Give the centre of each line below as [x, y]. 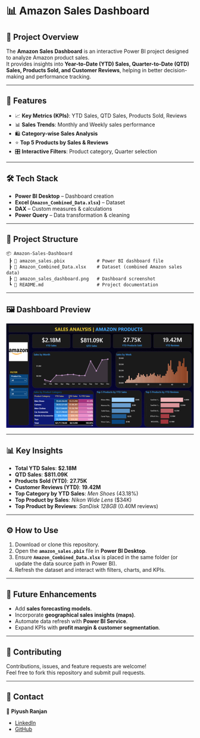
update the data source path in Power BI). [66, 563]
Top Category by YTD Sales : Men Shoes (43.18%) [76, 493]
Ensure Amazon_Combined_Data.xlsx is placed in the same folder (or [96, 558]
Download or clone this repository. [57, 544]
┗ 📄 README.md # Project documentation [84, 285]
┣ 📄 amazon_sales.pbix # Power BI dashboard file [86, 261]
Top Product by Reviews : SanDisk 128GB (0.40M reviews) [87, 506]
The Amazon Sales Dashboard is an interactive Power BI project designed [97, 51]
